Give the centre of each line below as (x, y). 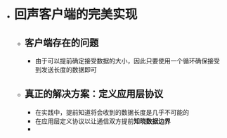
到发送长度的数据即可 (66, 70)
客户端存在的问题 (61, 43)
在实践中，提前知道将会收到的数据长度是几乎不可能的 (112, 112)
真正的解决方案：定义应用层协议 (94, 94)
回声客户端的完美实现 (76, 14)
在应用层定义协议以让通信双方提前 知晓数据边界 (103, 121)
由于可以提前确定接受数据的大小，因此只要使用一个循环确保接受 (127, 61)
